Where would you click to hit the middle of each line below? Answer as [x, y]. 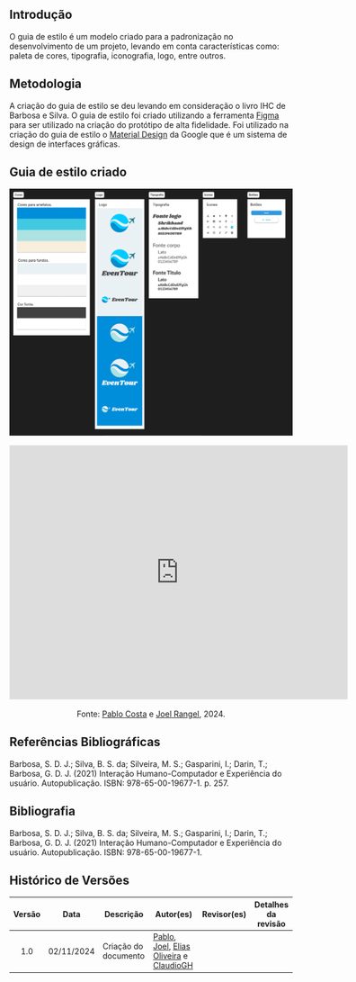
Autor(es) [174, 914]
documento [124, 956]
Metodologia [46, 84]
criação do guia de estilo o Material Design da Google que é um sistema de [148, 134]
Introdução [41, 15]
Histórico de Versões [70, 880]
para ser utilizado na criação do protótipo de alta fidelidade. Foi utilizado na [149, 124]
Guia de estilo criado [68, 172]
